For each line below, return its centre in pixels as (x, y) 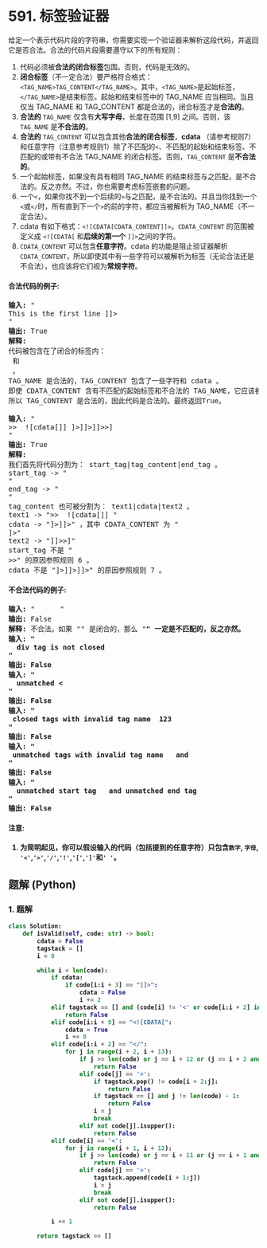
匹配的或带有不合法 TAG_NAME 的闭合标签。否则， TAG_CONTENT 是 (127, 156)
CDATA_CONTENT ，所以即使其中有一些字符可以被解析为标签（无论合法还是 (137, 256)
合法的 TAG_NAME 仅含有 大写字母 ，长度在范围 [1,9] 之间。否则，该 (125, 116)
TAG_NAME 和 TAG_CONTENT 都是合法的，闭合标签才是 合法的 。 (142, 106)
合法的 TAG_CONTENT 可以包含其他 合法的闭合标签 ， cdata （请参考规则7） (137, 136)
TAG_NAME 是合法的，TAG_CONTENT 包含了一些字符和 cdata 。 (116, 381)
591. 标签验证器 (59, 16)
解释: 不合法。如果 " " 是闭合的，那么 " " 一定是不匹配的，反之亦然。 (127, 629)
